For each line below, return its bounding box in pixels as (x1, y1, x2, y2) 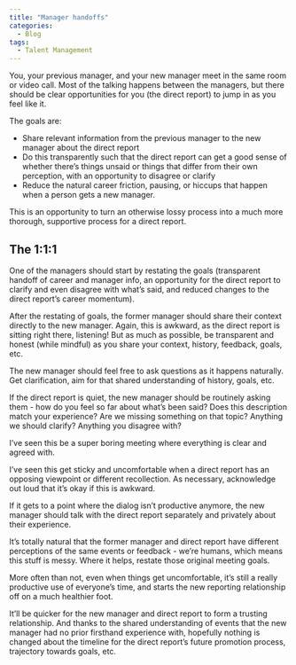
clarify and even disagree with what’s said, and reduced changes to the (9, 284, 270, 294)
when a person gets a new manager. (21, 190, 156, 200)
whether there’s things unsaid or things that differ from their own (21, 161, 259, 172)
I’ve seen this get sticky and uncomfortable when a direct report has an (9, 464, 270, 474)
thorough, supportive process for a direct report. (9, 216, 187, 227)
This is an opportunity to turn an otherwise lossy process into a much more (9, 207, 284, 217)
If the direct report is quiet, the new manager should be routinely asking (9, 392, 271, 403)
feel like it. (9, 98, 47, 109)
